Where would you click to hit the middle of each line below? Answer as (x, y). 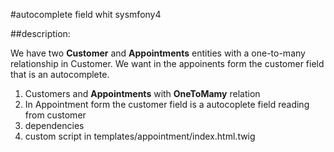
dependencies (54, 125)
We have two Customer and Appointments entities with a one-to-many (158, 53)
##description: (40, 33)
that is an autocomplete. (60, 74)
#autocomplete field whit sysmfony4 (86, 14)
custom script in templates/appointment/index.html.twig (140, 136)
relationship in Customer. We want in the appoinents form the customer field (167, 63)
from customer (55, 115)
